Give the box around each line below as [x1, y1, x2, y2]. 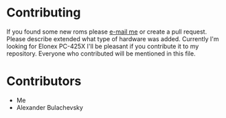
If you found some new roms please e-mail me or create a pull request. [6, 27, 207, 36]
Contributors [6, 73, 82, 89]
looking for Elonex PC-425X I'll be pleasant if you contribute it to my [6, 42, 199, 50]
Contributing [6, 5, 81, 21]
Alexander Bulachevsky [16, 103, 84, 111]
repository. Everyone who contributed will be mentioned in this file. [6, 49, 196, 58]
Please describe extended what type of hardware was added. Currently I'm [6, 34, 219, 43]
